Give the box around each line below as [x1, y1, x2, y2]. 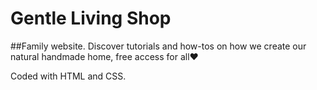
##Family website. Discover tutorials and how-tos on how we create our [10, 40, 307, 52]
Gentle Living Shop [10, 7, 172, 30]
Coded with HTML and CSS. [10, 70, 127, 82]
